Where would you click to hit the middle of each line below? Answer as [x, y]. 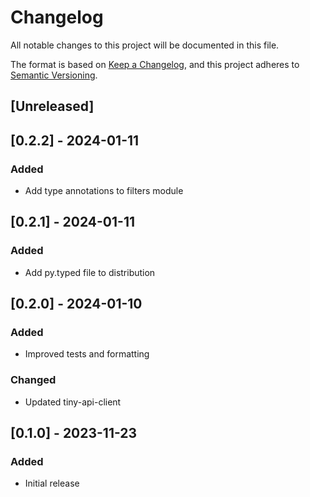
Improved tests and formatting [87, 354]
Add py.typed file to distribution [90, 272]
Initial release [52, 483]
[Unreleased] [52, 106]
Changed [33, 380]
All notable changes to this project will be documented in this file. [145, 45]
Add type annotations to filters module [104, 191]
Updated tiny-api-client [73, 402]
